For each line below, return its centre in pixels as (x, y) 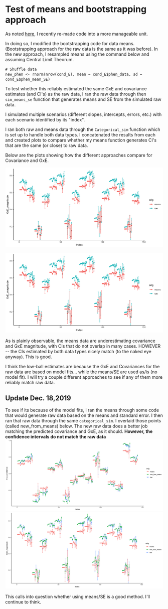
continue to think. (23, 602)
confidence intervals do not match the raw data (56, 437)
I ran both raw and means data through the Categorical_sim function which (83, 129)
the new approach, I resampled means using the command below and (77, 54)
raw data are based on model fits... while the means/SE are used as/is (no (81, 372)
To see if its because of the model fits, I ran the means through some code (82, 410)
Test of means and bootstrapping (76, 9)
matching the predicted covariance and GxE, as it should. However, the (79, 431)
